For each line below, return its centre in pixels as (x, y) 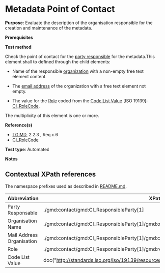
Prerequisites (19, 37)
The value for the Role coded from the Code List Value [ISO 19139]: (80, 101)
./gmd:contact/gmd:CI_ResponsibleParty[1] (94, 210)
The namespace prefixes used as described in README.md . (66, 186)
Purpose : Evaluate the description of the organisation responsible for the (79, 23)
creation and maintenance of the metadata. (49, 28)
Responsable (23, 212)
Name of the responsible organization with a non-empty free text (78, 71)
